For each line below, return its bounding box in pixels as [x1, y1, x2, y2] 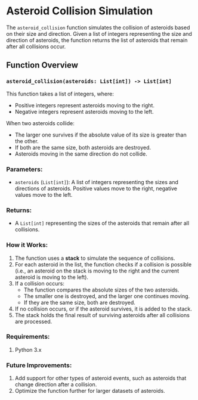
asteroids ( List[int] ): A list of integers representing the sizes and [14, 178, 179, 185]
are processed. [14, 318, 52, 325]
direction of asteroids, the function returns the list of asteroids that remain [6, 36, 188, 44]
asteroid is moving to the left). [14, 273, 88, 281]
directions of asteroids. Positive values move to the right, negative [14, 185, 178, 192]
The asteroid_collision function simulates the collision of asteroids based [6, 24, 190, 31]
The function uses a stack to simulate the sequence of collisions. [14, 255, 175, 262]
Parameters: [6, 165, 43, 173]
